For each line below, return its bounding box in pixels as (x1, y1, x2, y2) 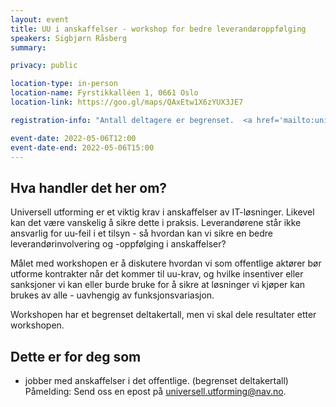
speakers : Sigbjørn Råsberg (10, 33, 128, 43)
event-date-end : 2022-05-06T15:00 (10, 142, 155, 153)
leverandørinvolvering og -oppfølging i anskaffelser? (10, 238, 227, 250)
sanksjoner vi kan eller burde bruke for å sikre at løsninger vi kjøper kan (10, 279, 306, 291)
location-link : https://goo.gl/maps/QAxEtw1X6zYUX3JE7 (10, 97, 244, 107)
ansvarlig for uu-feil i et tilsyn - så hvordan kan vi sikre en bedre (10, 227, 274, 240)
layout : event (10, 14, 70, 25)
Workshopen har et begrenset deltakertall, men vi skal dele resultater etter (10, 309, 317, 321)
